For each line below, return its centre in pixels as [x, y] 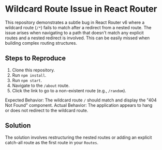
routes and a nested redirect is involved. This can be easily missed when [77, 38]
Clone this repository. [33, 70]
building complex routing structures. [41, 43]
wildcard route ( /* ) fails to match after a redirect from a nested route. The [78, 27]
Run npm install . [29, 75]
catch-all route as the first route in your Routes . [52, 142]
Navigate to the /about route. [41, 85]
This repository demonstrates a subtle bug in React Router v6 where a [75, 22]
